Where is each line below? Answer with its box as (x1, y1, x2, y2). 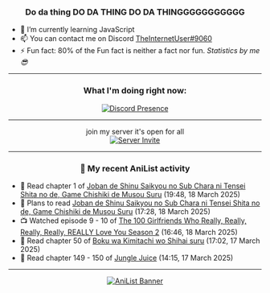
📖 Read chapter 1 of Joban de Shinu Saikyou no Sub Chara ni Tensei (19, 180, 246, 191)
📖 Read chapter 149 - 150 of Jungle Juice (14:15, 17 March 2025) (19, 253, 234, 262)
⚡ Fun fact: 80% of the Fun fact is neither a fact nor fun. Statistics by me (19, 46, 260, 56)
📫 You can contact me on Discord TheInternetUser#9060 (19, 34, 213, 43)
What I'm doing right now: (83, 85, 187, 97)
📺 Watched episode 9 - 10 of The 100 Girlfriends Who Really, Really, (19, 216, 247, 225)
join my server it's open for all (85, 126, 185, 136)
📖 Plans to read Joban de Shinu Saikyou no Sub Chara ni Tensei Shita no (19, 198, 260, 208)
